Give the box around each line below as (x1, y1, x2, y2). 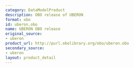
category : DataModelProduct (5, 7, 65, 13)
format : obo (5, 17, 31, 22)
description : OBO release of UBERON (5, 12, 83, 17)
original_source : (5, 31, 42, 36)
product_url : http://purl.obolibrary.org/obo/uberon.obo (5, 41, 129, 46)
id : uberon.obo (5, 21, 38, 27)
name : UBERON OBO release (5, 27, 60, 32)
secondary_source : (5, 46, 44, 51)
